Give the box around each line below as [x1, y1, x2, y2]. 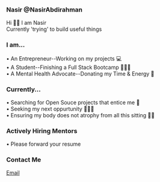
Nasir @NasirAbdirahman [6, 5, 83, 14]
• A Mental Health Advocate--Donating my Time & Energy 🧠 [6, 70, 155, 77]
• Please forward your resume [6, 140, 81, 148]
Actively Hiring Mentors [6, 126, 78, 135]
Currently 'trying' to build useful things [6, 25, 102, 33]
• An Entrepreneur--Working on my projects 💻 [6, 54, 122, 62]
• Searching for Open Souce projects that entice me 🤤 [6, 99, 140, 106]
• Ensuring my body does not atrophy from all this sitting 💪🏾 [6, 111, 155, 119]
